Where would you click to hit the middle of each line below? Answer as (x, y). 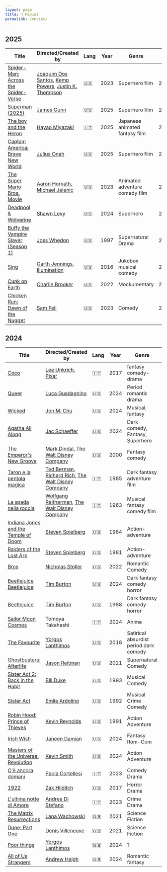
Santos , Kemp (53, 80)
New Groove (22, 461)
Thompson (49, 92)
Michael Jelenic (55, 190)
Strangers (19, 862)
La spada (18, 502)
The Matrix (20, 813)
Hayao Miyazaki (55, 127)
